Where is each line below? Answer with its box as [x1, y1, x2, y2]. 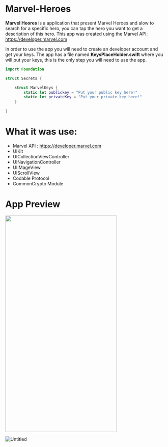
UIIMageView [12, 164, 41, 171]
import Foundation [5, 67, 44, 72]
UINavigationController [12, 159, 61, 165]
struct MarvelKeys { [14, 85, 58, 90]
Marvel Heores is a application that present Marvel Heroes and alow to [5, 20, 154, 26]
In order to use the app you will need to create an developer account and [5, 46, 158, 52]
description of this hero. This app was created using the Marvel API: [5, 31, 148, 37]
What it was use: [5, 126, 77, 137]
